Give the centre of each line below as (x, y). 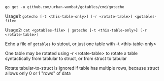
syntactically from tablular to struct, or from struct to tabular (66, 58)
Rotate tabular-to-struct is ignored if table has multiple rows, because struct (82, 68)
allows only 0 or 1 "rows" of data (38, 73)
